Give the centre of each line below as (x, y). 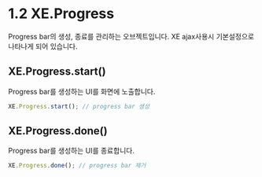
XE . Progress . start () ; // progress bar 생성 (79, 106)
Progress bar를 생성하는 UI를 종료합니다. (72, 151)
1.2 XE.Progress (61, 14)
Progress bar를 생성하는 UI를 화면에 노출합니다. (82, 91)
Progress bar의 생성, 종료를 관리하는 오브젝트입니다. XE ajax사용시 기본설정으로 (131, 36)
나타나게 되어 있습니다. (43, 46)
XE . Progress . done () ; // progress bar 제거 (77, 166)
